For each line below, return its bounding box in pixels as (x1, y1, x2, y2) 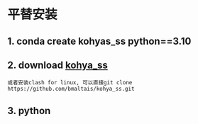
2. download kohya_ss (7, 59, 108, 71)
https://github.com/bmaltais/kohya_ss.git (7, 86, 135, 93)
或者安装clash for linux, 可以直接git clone (7, 79, 133, 86)
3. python (7, 104, 51, 117)
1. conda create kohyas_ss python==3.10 (7, 35, 192, 47)
